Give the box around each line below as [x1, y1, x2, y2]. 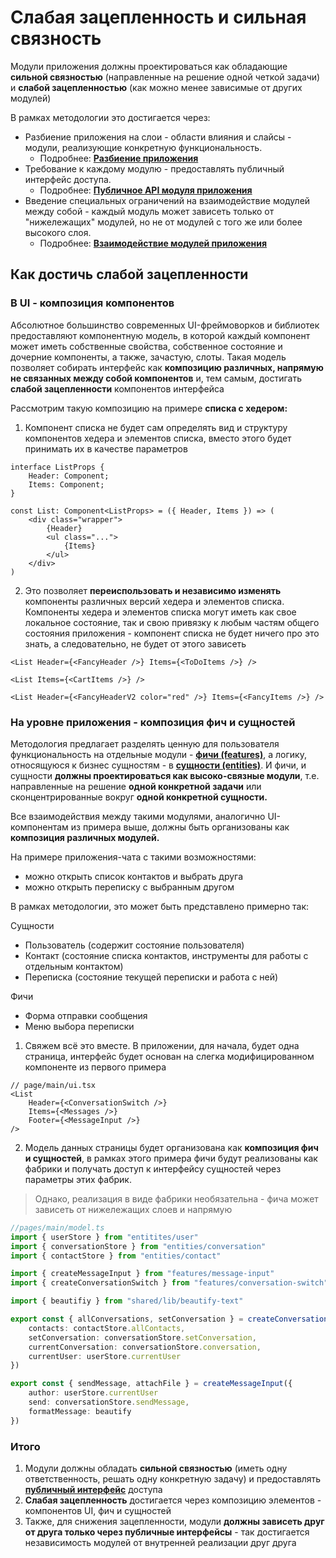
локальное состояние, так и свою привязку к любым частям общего [24, 616, 320, 628]
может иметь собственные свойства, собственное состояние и [10, 340, 283, 352]
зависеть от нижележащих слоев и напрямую [34, 1203, 233, 1215]
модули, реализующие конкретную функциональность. [24, 141, 263, 153]
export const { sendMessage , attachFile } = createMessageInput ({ [10, 1379, 293, 1389]
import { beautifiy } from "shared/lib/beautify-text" [10, 1296, 244, 1306]
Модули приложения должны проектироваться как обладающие [10, 60, 288, 72]
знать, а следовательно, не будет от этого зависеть [24, 637, 247, 650]
